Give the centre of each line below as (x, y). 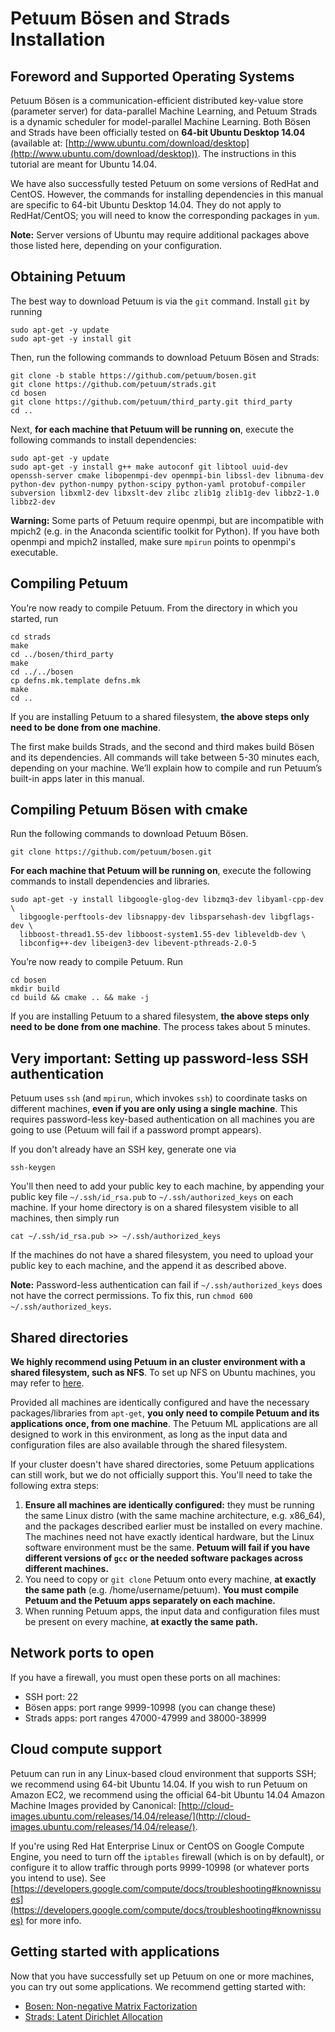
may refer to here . (47, 1383)
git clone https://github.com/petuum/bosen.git (111, 852)
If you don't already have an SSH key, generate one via (123, 1149)
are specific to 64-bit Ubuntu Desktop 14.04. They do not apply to (146, 205)
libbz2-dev (33, 502)
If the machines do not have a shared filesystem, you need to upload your (162, 1255)
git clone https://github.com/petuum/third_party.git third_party (151, 402)
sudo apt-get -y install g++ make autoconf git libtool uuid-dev (149, 467)
